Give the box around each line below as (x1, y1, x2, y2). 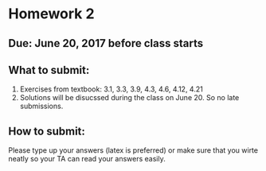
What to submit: (8, 63, 90, 76)
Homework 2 (8, 5, 95, 23)
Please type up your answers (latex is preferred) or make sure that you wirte (8, 146, 259, 155)
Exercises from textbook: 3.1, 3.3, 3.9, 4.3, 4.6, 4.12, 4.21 (19, 84, 203, 94)
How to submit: (8, 124, 86, 138)
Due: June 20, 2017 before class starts (8, 37, 204, 50)
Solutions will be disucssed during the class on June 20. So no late (19, 93, 240, 103)
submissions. (19, 101, 64, 111)
